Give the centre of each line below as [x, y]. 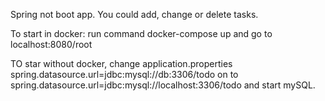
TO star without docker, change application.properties [121, 63]
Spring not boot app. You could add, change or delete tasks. [134, 14]
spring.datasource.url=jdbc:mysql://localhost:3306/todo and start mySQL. [163, 85]
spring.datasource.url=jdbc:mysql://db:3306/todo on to [124, 74]
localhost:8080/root [51, 44]
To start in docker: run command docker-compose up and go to [141, 33]
